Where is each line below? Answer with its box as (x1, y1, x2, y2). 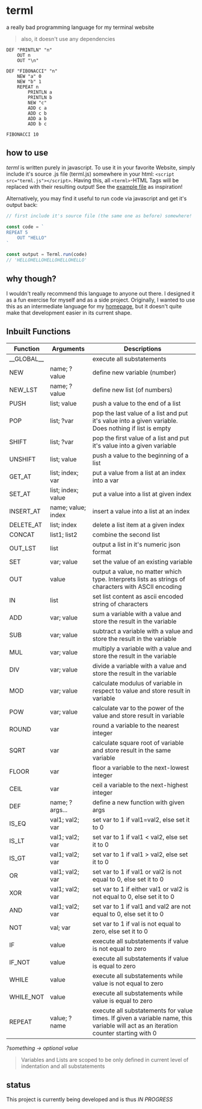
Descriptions (124, 345, 162, 353)
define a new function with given (92, 798, 185, 806)
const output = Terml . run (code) (6, 252, 87, 258)
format (92, 547, 112, 556)
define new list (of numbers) (92, 386, 173, 394)
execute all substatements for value (92, 1006, 193, 1014)
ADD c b (28, 110, 47, 116)
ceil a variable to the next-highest (92, 781, 188, 789)
